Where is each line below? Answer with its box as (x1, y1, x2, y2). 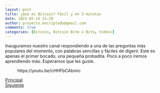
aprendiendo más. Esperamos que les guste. (5, 59, 95, 64)
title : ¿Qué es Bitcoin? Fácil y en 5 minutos (5, 12, 101, 16)
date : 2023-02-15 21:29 (5, 16, 54, 21)
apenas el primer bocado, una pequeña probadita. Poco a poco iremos (5, 53, 147, 59)
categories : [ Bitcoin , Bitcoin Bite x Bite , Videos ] (5, 30, 115, 34)
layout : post (5, 7, 32, 12)
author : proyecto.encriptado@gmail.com (5, 20, 86, 26)
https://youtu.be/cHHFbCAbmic (17, 68, 81, 73)
